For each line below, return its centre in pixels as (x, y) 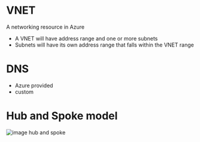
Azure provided (34, 85)
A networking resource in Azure (46, 27)
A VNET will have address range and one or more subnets (86, 38)
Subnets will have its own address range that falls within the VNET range (104, 45)
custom (24, 92)
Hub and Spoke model (62, 116)
